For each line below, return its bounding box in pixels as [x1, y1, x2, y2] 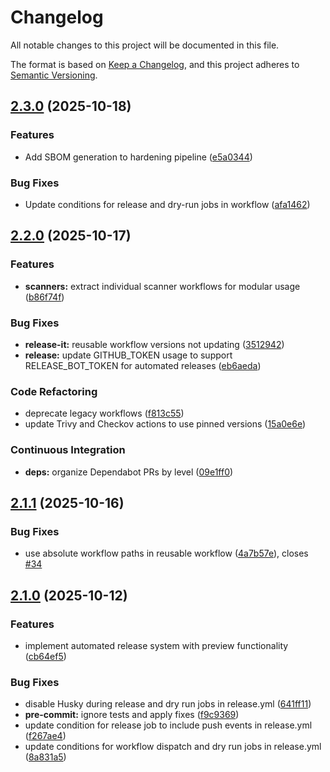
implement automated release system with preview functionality [24, 639, 289, 651]
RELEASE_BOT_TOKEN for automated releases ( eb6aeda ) [24, 359, 262, 371]
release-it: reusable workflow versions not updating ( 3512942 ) [24, 338, 285, 350]
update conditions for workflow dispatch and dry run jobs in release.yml [24, 741, 322, 753]
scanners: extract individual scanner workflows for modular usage [24, 280, 301, 292]
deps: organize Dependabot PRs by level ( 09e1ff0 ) [24, 466, 234, 478]
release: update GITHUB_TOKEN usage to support [24, 349, 233, 361]
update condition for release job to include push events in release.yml [24, 719, 313, 731]
